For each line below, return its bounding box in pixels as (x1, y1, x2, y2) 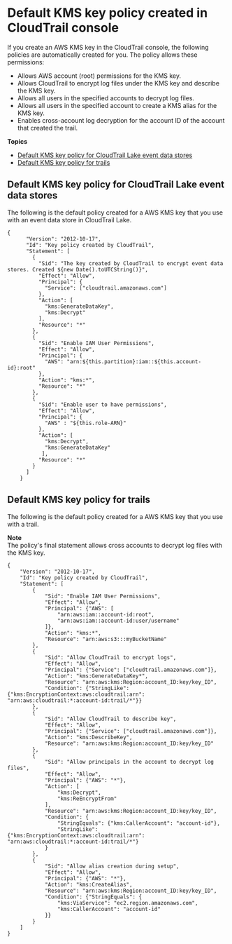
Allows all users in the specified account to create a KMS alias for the (17, 101, 217, 109)
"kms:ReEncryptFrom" (57, 795, 117, 802)
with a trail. (7, 520, 39, 528)
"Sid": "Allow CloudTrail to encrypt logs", (44, 654, 177, 661)
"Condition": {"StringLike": (44, 685, 130, 692)
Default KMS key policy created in (7, 5, 208, 21)
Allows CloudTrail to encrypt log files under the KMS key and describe (17, 79, 220, 87)
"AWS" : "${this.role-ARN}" (44, 419, 127, 426)
